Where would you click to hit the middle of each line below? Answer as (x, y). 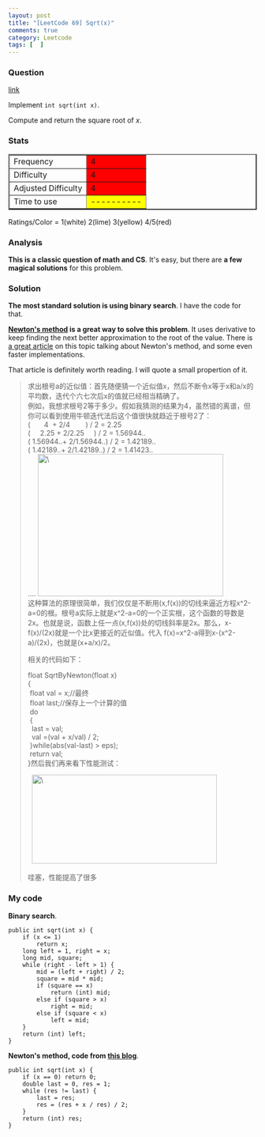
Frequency (34, 161)
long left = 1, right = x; (67, 951)
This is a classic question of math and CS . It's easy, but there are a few (125, 260)
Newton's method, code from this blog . (74, 1056)
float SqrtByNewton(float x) (72, 675)
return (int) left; (54, 1034)
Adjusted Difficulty (48, 188)
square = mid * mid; (70, 978)
